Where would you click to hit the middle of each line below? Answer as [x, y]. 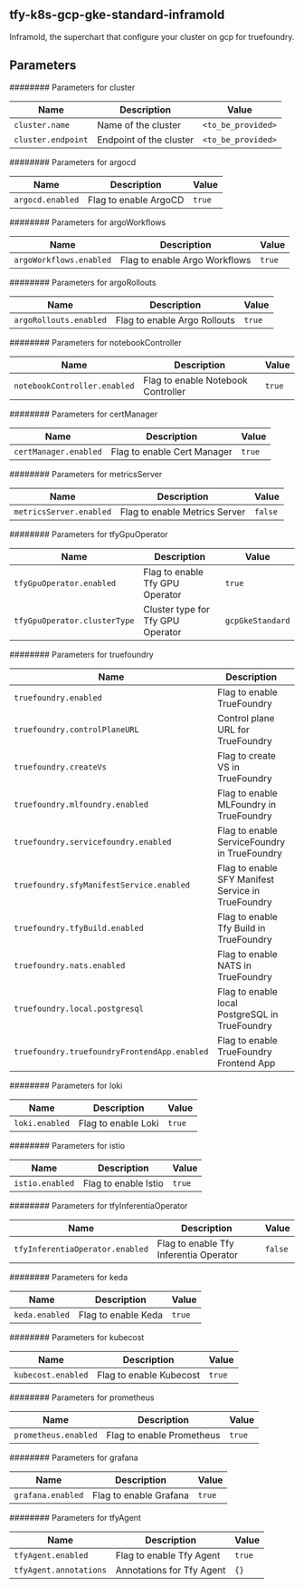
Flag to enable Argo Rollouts [175, 319]
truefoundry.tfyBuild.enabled [79, 928]
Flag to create [246, 755]
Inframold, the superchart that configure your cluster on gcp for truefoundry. [152, 36]
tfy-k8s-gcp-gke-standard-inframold [117, 15]
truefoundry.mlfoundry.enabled [81, 804]
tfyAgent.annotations [60, 1570]
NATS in [234, 966]
